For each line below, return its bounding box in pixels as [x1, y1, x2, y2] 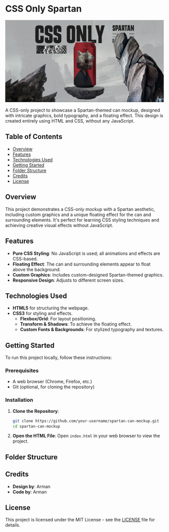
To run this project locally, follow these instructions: [5, 354, 112, 361]
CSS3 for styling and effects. [12, 310, 73, 316]
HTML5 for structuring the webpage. [12, 305, 89, 311]
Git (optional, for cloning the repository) [12, 384, 95, 390]
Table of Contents [5, 132, 63, 141]
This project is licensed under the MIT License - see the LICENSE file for [5, 517, 155, 523]
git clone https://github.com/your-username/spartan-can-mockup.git [12, 418, 159, 423]
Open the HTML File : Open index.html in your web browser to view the [12, 433, 160, 439]
